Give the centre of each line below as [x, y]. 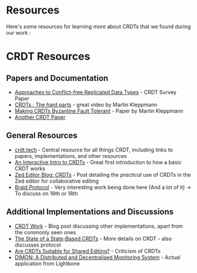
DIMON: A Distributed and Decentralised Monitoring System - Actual [97, 257]
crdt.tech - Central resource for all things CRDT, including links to [94, 150]
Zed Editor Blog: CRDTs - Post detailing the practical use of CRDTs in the [103, 174]
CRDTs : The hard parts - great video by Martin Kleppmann [86, 105]
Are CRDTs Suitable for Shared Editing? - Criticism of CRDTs [87, 251]
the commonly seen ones [45, 232]
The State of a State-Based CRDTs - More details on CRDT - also [93, 238]
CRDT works [30, 168]
